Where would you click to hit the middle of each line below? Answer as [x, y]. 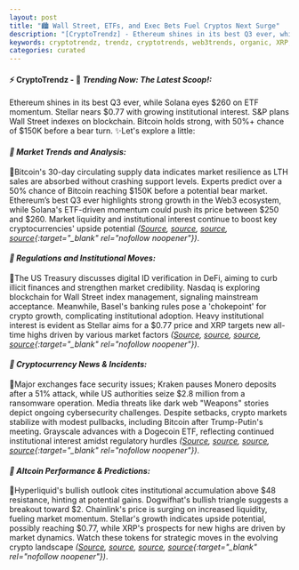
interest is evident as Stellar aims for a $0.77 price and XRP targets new [141, 325]
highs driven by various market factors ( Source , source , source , [144, 334]
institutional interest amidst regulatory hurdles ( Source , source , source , [139, 440]
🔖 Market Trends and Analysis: [68, 151]
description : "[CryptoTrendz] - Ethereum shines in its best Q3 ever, [143, 34]
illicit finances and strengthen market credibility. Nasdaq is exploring [135, 287]
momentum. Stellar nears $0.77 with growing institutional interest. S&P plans [149, 112]
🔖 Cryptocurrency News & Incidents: [78, 365]
